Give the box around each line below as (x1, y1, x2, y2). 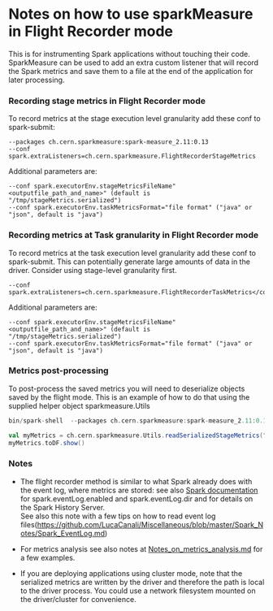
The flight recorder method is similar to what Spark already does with (19, 476, 253, 486)
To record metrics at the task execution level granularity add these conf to (8, 248, 257, 258)
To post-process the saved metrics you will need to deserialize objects (8, 383, 245, 393)
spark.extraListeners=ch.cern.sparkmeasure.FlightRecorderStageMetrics (8, 152, 256, 161)
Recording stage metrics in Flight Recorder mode (8, 95, 206, 106)
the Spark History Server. (19, 502, 106, 512)
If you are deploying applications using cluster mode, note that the (19, 568, 243, 578)
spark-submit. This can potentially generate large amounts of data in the (8, 257, 250, 266)
